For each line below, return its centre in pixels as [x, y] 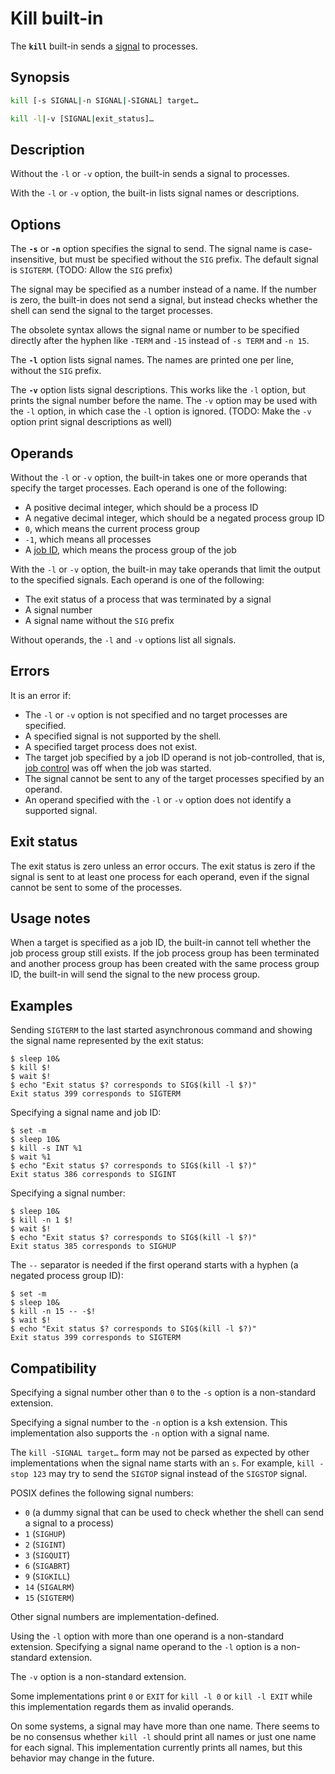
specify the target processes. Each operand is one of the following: [149, 488]
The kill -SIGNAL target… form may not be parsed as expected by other [160, 1452]
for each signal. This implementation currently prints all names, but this [156, 1747]
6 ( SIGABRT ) [47, 1565]
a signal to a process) [69, 1523]
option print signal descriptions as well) [91, 422]
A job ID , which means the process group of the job [130, 549]
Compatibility [53, 1368]
